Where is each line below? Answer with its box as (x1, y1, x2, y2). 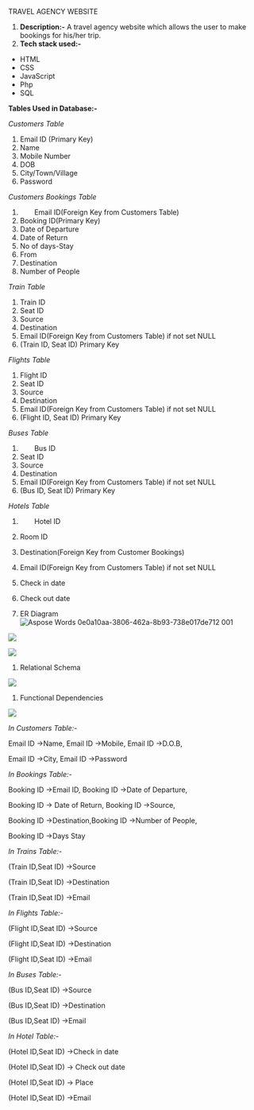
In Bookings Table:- (8, 770, 73, 778)
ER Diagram (19, 609, 59, 619)
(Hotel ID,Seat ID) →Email (8, 1093, 91, 1102)
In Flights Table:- (8, 908, 63, 918)
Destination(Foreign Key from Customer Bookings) (19, 548, 185, 557)
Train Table (8, 282, 46, 291)
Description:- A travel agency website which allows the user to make (19, 22, 247, 31)
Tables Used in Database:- (8, 103, 98, 113)
